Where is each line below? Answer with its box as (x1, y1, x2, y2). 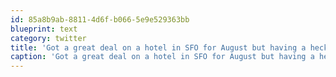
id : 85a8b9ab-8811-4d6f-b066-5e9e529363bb (10, 14, 190, 25)
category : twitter (10, 33, 87, 43)
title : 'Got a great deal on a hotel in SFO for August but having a (10, 42, 307, 53)
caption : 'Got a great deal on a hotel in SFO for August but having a (10, 52, 315, 62)
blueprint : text (10, 24, 78, 34)
